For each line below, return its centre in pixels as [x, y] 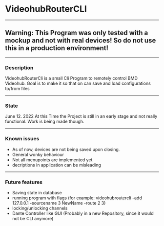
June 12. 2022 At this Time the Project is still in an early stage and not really [81, 116]
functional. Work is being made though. [45, 122]
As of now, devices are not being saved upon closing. [66, 149]
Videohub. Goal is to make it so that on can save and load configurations [78, 83]
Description [19, 68]
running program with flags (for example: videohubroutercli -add [77, 198]
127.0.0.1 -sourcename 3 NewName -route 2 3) [59, 203]
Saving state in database [37, 192]
